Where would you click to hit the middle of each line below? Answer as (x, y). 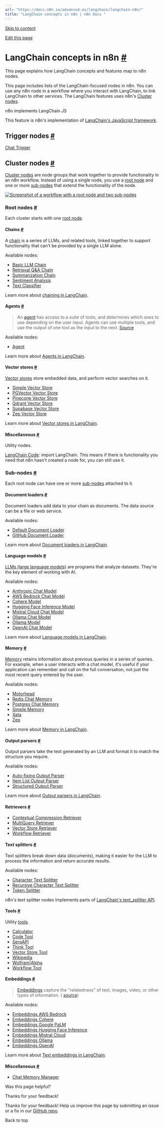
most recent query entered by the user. (45, 675)
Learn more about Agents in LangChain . (45, 356)
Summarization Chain (34, 275)
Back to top (17, 1120)
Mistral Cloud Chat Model (38, 612)
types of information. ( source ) (48, 995)
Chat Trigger (18, 148)
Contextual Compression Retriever (47, 818)
